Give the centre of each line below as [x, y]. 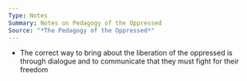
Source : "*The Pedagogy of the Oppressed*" [82, 30]
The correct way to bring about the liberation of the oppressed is [126, 53]
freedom [34, 70]
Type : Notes [28, 15]
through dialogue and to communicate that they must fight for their [129, 61]
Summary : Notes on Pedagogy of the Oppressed [85, 23]
